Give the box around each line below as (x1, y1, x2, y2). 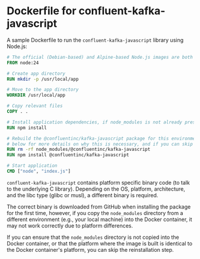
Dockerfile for (7, 4, 77, 18)
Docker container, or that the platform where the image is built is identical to (7, 239, 192, 247)
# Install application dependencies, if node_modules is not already (7, 119, 183, 125)
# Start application (7, 163, 58, 169)
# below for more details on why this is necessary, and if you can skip (7, 141, 193, 147)
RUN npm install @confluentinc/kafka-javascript (7, 152, 129, 158)
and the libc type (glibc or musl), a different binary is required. (7, 191, 158, 198)
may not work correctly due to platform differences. (7, 222, 133, 229)
